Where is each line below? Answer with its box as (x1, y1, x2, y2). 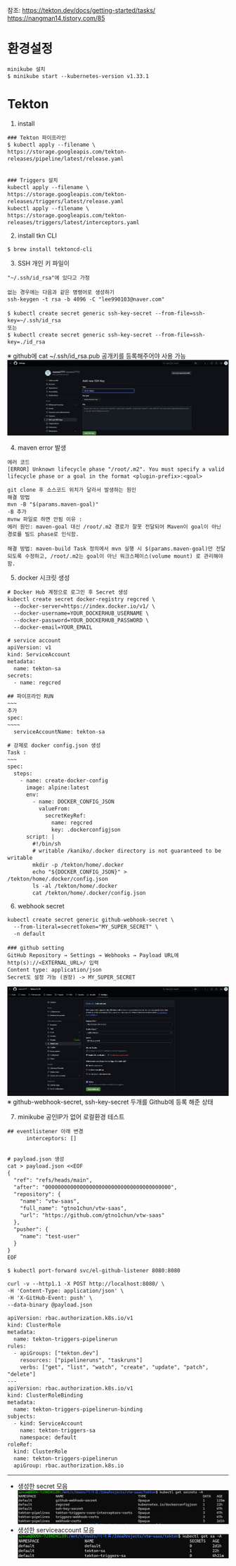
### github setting (7, 944, 65, 952)
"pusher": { (13, 1225, 49, 1233)
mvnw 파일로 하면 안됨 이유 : (7, 516, 83, 523)
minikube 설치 (7, 65, 46, 72)
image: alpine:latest (25, 784, 90, 792)
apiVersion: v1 (7, 644, 52, 651)
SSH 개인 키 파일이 (17, 259, 70, 267)
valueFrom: (38, 805, 71, 813)
